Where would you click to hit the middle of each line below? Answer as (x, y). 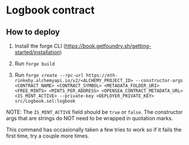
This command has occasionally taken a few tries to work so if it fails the (94, 129)
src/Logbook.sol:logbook (45, 101)
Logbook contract (50, 10)
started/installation (37, 52)
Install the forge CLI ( (40, 46)
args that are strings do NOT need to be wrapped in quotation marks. (90, 118)
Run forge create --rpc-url (49, 75)
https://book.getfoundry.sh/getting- (108, 46)
